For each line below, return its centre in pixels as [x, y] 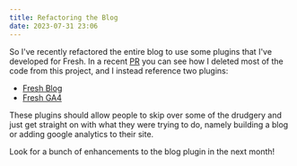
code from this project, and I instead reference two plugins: [119, 70]
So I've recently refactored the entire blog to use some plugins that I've [140, 51]
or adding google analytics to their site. [82, 134]
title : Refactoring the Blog [64, 17]
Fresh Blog [42, 88]
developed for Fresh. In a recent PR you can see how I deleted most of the [147, 61]
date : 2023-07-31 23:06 [54, 26]
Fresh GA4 [42, 97]
